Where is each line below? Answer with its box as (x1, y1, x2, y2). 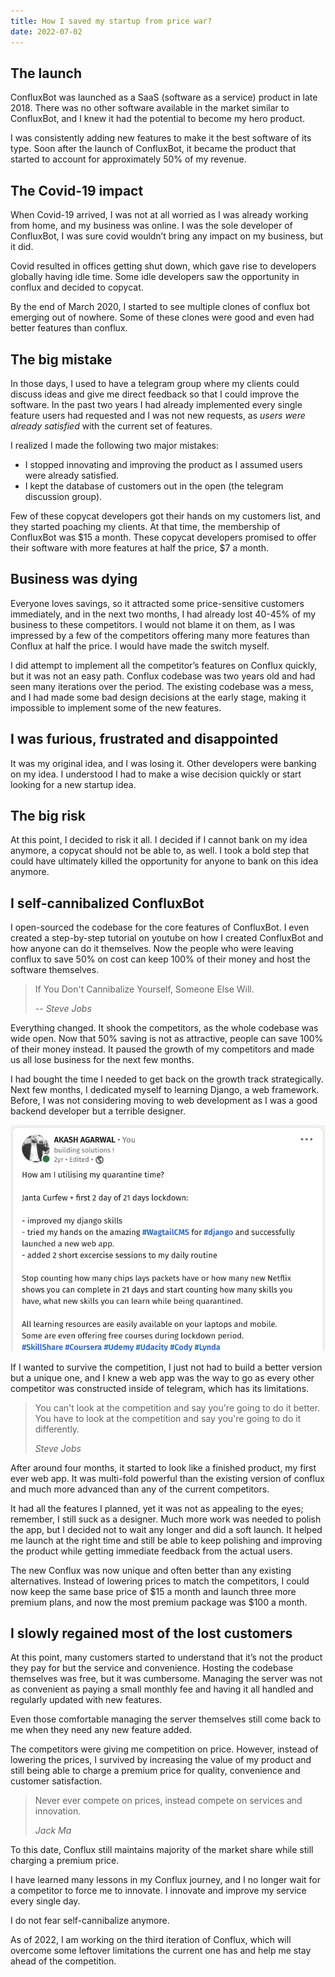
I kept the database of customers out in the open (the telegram (24, 480, 284, 492)
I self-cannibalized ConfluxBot (10, 895, 205, 912)
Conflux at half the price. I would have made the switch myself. (10, 640, 270, 652)
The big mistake (10, 351, 113, 368)
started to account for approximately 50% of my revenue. (10, 153, 247, 165)
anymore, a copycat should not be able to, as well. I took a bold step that (10, 845, 310, 857)
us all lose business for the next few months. (10, 1054, 195, 1066)
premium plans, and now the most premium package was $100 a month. (10, 1596, 308, 1608)
